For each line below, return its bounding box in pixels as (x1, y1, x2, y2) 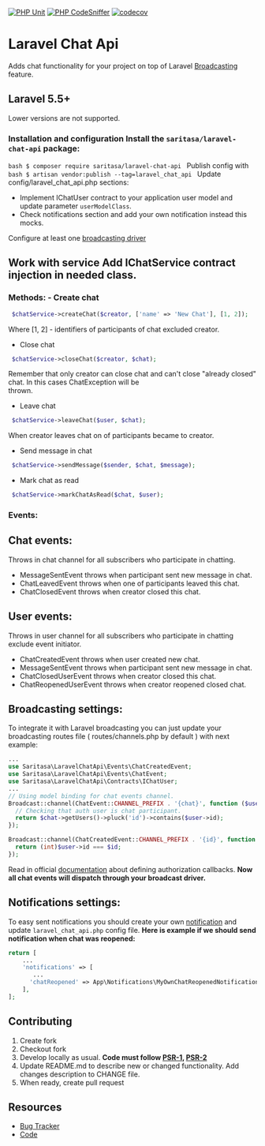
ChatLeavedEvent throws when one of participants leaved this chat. (19, 579, 241, 588)
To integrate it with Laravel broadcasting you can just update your (8, 723, 222, 733)
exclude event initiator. (8, 639, 82, 649)
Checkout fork (19, 1044, 67, 1054)
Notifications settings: (8, 896, 121, 909)
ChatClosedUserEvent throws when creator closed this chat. (19, 671, 217, 680)
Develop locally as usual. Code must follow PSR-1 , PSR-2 (19, 1052, 207, 1062)
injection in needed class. (8, 268, 137, 282)
